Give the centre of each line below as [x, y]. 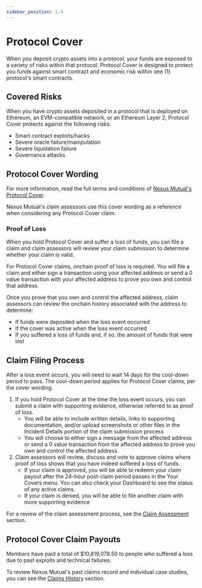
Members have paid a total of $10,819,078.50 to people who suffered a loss [99, 554]
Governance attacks [40, 155]
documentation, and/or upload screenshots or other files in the [102, 425]
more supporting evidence [57, 502]
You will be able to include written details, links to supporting [99, 419]
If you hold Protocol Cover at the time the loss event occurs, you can [100, 399]
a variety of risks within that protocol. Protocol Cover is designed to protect [99, 65]
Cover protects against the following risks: [59, 124]
